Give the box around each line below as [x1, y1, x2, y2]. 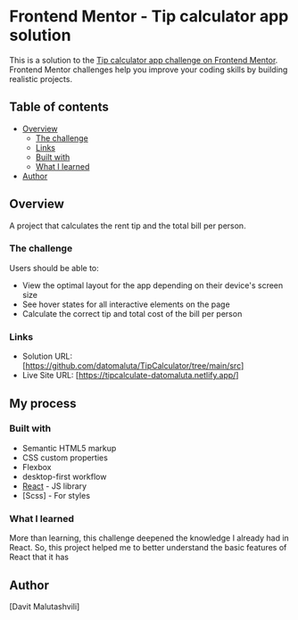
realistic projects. [9, 73, 73, 84]
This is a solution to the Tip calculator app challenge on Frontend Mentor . [9, 54, 278, 65]
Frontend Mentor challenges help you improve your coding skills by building [9, 64, 288, 75]
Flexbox [21, 461, 52, 472]
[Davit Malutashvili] [9, 600, 80, 612]
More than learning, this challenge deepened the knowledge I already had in [9, 533, 290, 543]
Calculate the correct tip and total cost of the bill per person [21, 308, 243, 318]
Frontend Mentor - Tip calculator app [9, 6, 289, 27]
